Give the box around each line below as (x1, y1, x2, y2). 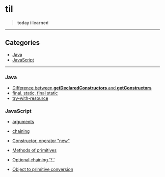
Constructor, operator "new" (12, 138, 70, 144)
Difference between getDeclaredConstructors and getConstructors (12, 85, 152, 91)
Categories (5, 38, 40, 47)
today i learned (17, 20, 49, 26)
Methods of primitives (12, 147, 57, 153)
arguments (12, 119, 34, 125)
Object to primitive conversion (12, 166, 74, 173)
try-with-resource (12, 95, 49, 101)
